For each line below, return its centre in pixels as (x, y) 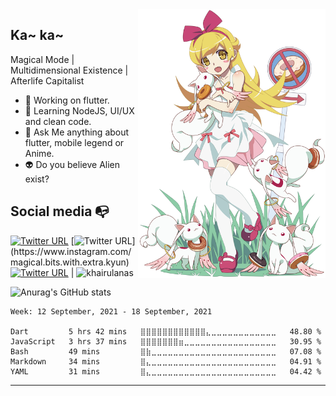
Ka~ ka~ (37, 35)
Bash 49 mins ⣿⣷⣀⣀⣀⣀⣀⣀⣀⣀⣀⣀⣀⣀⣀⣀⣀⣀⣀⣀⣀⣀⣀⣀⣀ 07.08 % (166, 351)
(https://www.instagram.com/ (71, 251)
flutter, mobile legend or (74, 142)
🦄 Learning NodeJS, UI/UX (79, 110)
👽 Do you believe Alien (72, 164)
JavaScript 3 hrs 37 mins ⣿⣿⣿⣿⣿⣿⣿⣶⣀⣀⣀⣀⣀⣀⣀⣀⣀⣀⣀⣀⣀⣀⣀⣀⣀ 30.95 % (166, 341)
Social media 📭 (60, 211)
